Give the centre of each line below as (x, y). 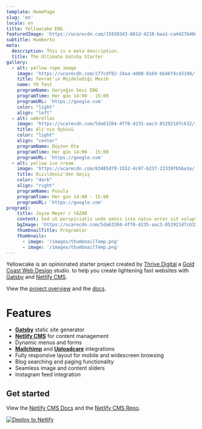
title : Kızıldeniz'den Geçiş (54, 174)
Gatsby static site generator (50, 330)
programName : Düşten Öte (48, 146)
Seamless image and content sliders (60, 368)
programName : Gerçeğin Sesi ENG (57, 90)
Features (29, 313)
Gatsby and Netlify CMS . (37, 277)
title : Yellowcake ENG (35, 29)
